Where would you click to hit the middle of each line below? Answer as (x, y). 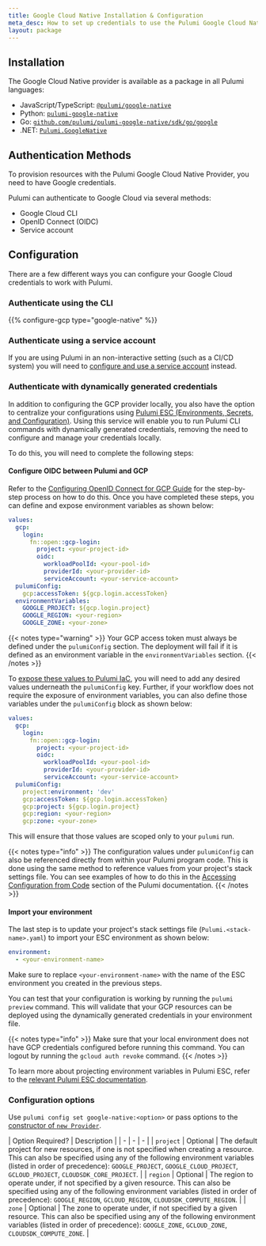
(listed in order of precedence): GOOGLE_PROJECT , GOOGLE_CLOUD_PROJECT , (123, 1166)
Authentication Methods (70, 155)
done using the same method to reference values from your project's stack (130, 869)
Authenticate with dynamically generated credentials (113, 387)
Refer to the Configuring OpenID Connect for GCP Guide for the (112, 488)
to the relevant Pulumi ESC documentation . (78, 1080)
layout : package (35, 30)
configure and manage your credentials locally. (85, 437)
